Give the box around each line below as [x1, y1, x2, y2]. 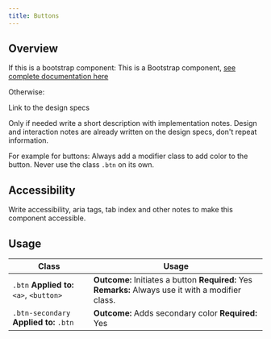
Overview [8, 42, 59, 56]
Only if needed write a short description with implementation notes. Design [8, 119, 258, 128]
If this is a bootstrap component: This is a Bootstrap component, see [8, 63, 236, 73]
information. [8, 136, 49, 145]
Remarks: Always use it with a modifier [93, 284, 242, 295]
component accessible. [8, 213, 86, 223]
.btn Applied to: [12, 279, 74, 291]
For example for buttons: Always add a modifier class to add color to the [8, 151, 248, 161]
